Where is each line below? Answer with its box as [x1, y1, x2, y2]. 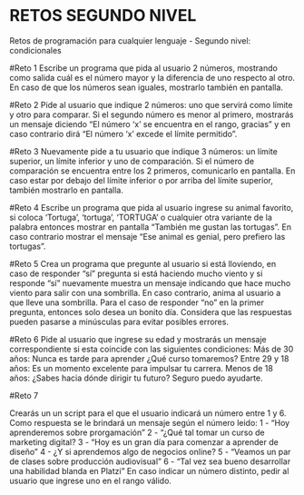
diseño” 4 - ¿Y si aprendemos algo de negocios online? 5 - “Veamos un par [9, 446, 291, 457]
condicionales [9, 45, 62, 55]
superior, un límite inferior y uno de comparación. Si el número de [9, 155, 255, 166]
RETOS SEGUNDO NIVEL [9, 5, 197, 26]
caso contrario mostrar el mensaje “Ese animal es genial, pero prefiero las [9, 231, 286, 242]
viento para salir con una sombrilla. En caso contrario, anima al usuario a [9, 287, 281, 298]
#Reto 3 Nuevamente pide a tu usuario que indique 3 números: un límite [9, 145, 279, 156]
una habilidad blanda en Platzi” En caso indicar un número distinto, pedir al [9, 465, 289, 476]
